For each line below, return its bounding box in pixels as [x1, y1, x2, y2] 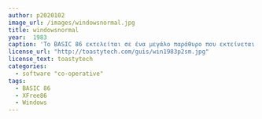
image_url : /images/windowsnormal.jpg [8, 19, 135, 27]
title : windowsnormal [8, 26, 79, 34]
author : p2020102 [8, 11, 65, 20]
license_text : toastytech [8, 56, 93, 63]
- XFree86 [15, 92, 47, 99]
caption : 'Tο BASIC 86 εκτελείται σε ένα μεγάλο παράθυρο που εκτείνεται [8, 41, 256, 49]
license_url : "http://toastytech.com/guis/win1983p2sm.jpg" [8, 48, 210, 56]
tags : [8, 77, 26, 85]
